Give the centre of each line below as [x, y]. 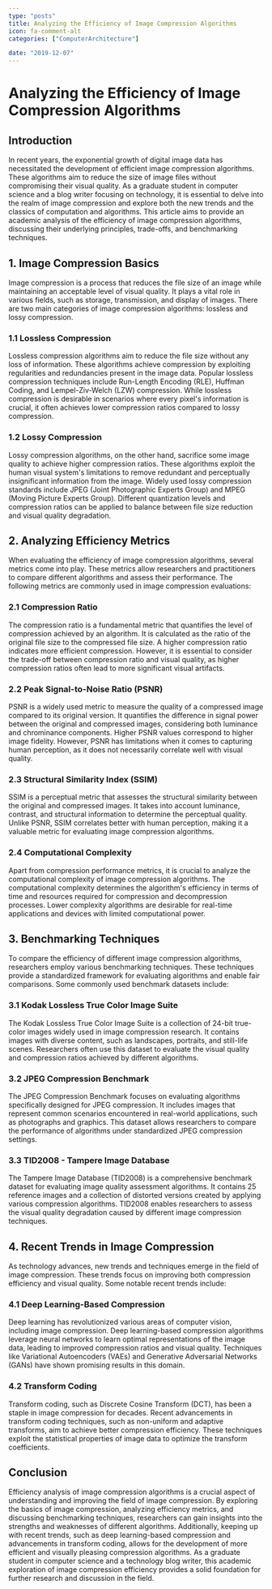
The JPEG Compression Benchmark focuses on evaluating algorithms [124, 1096]
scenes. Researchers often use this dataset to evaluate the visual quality [129, 1049]
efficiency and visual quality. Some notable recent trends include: [117, 1284]
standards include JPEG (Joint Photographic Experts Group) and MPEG [127, 489]
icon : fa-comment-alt [45, 31]
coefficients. [29, 1447]
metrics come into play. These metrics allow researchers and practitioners [132, 569]
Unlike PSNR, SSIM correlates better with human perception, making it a [128, 823]
